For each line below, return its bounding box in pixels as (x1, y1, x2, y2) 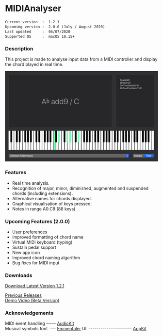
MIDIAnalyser (5, 3, 62, 14)
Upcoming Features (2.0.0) (5, 218, 70, 224)
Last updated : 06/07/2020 (5, 29, 70, 34)
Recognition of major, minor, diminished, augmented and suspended (12, 185, 149, 191)
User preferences (12, 229, 48, 235)
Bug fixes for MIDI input (12, 260, 60, 266)
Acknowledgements (5, 310, 54, 317)
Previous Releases (5, 292, 42, 298)
